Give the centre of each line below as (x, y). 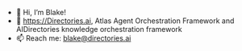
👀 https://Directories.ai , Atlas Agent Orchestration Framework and (125, 21)
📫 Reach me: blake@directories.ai (73, 38)
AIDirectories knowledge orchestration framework (99, 29)
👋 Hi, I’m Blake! (41, 12)
